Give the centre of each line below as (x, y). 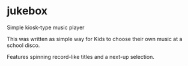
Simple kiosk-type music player (46, 27)
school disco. (23, 45)
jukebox (27, 11)
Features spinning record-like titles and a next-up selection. (81, 56)
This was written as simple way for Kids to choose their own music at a (95, 39)
